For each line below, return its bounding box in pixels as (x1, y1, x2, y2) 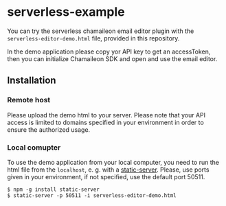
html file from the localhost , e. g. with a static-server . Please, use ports (7, 165, 210, 174)
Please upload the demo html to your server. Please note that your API (7, 111, 206, 119)
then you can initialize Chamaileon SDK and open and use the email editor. (7, 54, 218, 62)
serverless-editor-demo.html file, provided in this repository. (7, 34, 180, 42)
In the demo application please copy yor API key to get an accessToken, (7, 47, 211, 56)
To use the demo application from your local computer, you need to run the (7, 158, 220, 166)
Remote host (7, 95, 51, 105)
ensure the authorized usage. (7, 125, 91, 134)
